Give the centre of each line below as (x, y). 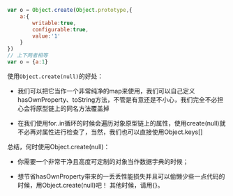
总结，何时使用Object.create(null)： (59, 146)
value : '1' (46, 36)
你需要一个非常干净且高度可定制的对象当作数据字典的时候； (103, 161)
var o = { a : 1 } (28, 62)
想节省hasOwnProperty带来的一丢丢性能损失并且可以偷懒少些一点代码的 (121, 176)
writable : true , (54, 23)
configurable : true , (61, 29)
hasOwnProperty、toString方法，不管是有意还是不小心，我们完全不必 (117, 99)
